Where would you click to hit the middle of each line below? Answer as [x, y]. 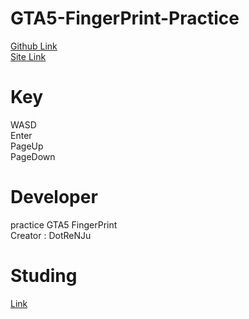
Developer [54, 197]
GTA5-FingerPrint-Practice [125, 18]
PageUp [27, 146]
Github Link [34, 46]
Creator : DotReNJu [51, 235]
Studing [44, 276]
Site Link [28, 56]
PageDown [33, 156]
